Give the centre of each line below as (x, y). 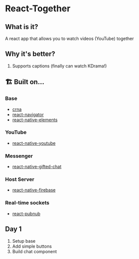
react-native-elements (35, 120)
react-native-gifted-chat (37, 167)
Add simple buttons (32, 246)
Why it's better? (30, 54)
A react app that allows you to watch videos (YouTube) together (69, 38)
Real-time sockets (27, 203)
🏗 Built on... (25, 82)
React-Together (38, 9)
